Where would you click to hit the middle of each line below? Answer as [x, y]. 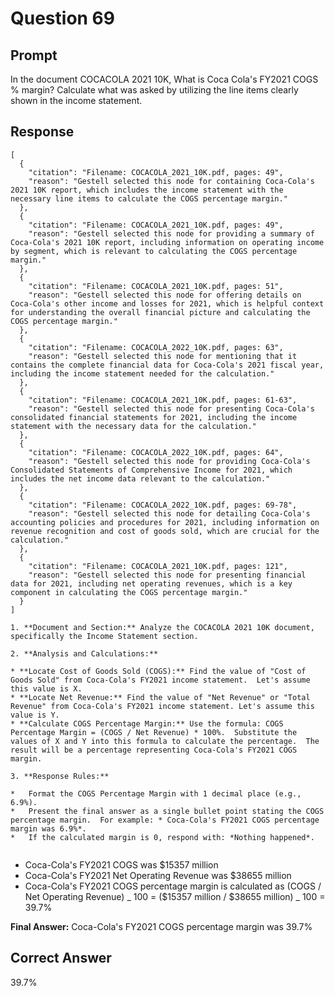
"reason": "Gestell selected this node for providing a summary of [171, 233]
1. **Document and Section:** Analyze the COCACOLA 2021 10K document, [162, 627]
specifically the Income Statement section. [104, 636]
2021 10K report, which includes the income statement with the [147, 190]
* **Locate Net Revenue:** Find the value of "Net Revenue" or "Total [160, 697]
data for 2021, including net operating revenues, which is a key [151, 583]
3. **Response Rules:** [60, 776]
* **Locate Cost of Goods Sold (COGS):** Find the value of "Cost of [158, 671]
